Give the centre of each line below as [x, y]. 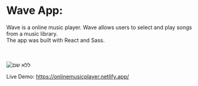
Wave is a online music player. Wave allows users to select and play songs [99, 27]
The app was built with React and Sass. [56, 40]
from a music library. [32, 33]
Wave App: [35, 11]
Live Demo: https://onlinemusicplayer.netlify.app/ [68, 76]
